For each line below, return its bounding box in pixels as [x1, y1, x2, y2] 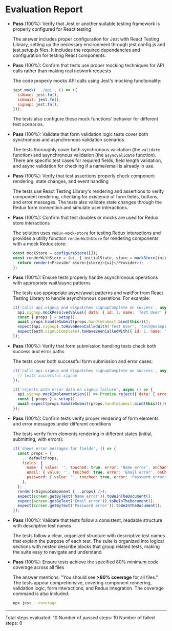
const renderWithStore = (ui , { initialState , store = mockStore [12, 255, 155, 261]
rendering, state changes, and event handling [12, 178, 109, 185]
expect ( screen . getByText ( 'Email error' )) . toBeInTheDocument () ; [17, 498, 155, 503]
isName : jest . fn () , [17, 92, 59, 97]
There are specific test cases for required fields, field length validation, [12, 157, 162, 164]
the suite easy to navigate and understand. [12, 549, 103, 555]
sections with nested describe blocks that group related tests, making [12, 543, 160, 549]
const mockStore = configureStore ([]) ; [12, 251, 98, 256]
